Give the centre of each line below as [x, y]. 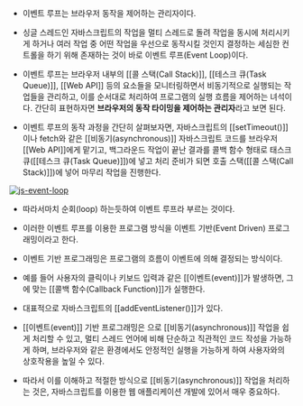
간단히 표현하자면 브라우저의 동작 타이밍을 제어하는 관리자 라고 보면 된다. [160, 108]
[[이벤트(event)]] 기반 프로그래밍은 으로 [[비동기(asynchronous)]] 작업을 [151, 327]
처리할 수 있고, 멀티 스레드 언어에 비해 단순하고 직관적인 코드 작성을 [150, 338]
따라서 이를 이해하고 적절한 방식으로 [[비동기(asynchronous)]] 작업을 [144, 380]
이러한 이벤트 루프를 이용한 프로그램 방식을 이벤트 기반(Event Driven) [144, 228]
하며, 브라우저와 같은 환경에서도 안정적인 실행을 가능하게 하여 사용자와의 [159, 350]
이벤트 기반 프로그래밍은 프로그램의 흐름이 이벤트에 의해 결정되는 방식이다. [152, 258]
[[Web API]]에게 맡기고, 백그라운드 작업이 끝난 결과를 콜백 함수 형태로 [145, 150]
